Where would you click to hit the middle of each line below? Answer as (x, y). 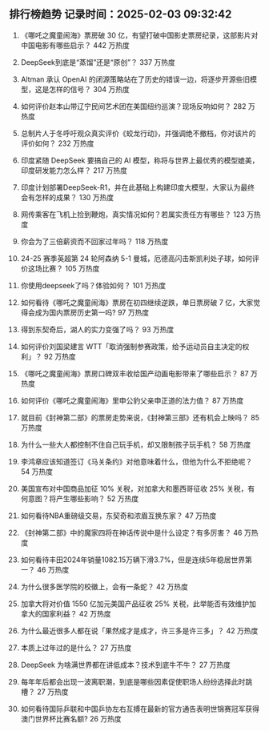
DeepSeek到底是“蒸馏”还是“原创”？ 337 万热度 (98, 62)
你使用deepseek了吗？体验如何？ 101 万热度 (93, 285)
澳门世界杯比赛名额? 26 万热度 (71, 718)
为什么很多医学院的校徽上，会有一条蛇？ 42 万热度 (104, 586)
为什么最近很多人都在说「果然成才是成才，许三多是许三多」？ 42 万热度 (139, 630)
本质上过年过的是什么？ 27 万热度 (76, 648)
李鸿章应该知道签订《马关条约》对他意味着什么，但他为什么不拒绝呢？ (137, 461)
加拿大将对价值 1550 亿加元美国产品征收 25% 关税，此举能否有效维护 (135, 604)
